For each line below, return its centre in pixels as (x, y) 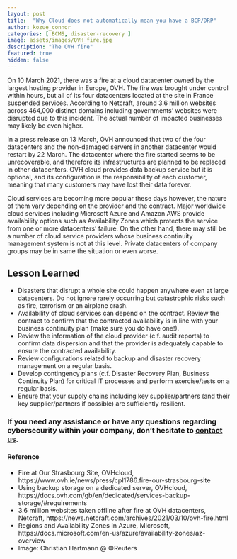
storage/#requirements (52, 503)
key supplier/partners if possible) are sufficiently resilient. (102, 403)
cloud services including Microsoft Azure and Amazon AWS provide (106, 213)
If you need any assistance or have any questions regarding (112, 421)
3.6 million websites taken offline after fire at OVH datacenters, (112, 510)
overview (32, 541)
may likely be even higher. (45, 126)
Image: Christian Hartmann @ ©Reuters (77, 548)
